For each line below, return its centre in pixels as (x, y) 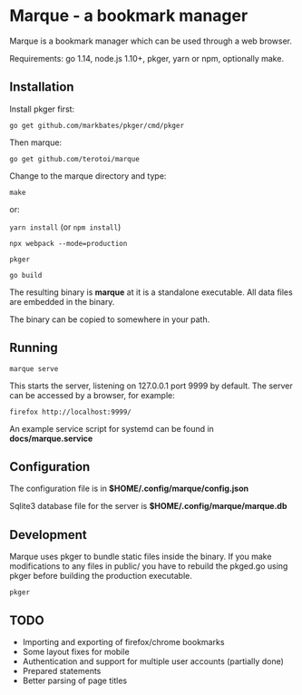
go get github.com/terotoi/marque (75, 159)
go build (26, 275)
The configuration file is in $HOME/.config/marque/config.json (129, 489)
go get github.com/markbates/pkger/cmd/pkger (97, 125)
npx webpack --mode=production (68, 243)
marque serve (34, 368)
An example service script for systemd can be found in (112, 428)
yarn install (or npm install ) (65, 227)
